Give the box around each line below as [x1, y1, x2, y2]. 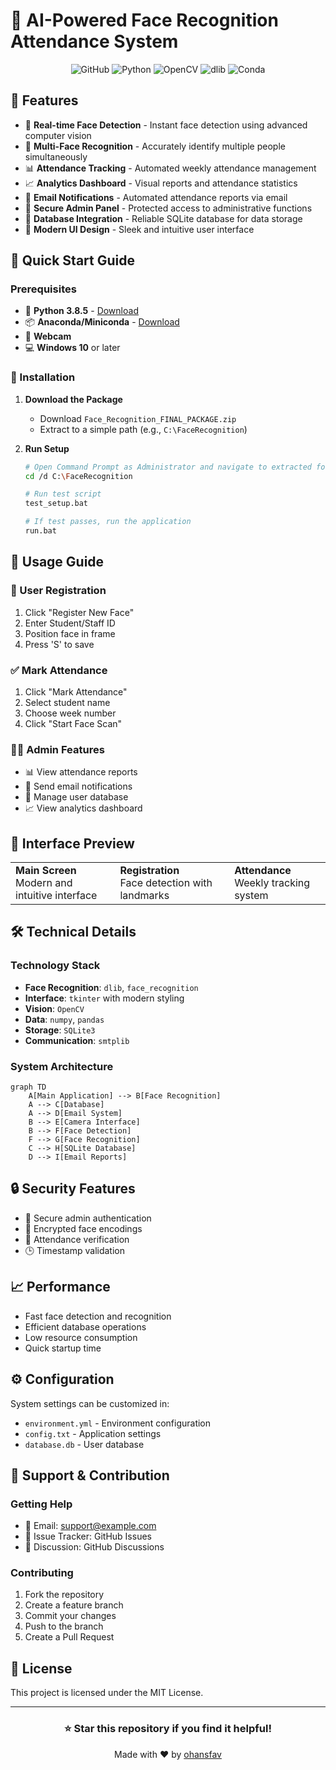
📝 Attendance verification [24, 1233, 130, 1245]
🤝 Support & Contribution [10, 1467, 170, 1484]
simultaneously [24, 150, 88, 163]
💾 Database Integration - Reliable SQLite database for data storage [24, 212, 303, 224]
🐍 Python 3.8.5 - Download [24, 305, 139, 317]
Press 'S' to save [24, 638, 95, 650]
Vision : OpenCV [24, 1002, 85, 1014]
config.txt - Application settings [24, 1427, 162, 1439]
